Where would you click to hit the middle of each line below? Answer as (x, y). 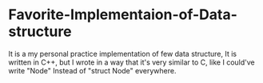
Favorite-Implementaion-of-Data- (123, 15)
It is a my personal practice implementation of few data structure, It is (123, 53)
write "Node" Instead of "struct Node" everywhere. (92, 70)
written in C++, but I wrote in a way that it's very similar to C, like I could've (131, 62)
